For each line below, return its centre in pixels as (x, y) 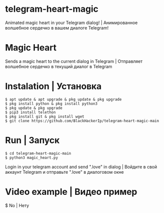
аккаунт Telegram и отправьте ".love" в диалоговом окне (65, 172)
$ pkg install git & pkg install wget (45, 116)
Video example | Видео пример (71, 192)
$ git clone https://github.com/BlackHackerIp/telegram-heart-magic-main (82, 121)
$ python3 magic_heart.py (31, 158)
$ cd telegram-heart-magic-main (38, 153)
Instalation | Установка (53, 86)
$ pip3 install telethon (30, 112)
